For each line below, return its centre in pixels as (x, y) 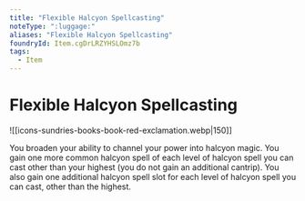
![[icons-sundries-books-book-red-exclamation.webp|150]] (121, 130)
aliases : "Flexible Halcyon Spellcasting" (91, 35)
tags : (20, 52)
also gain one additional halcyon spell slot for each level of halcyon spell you (153, 176)
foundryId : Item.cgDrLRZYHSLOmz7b (75, 43)
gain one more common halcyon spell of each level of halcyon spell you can (152, 157)
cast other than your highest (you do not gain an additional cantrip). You (144, 167)
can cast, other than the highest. (71, 186)
